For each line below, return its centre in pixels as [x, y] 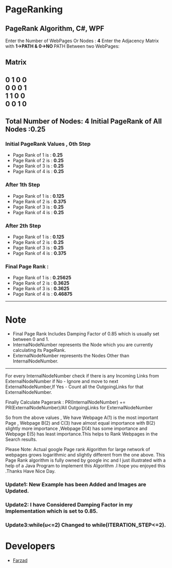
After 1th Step [23, 185]
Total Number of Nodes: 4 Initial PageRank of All [84, 121]
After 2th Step [23, 225]
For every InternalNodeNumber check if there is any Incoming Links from [82, 376]
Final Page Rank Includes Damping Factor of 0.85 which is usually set [86, 334]
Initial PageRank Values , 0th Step [48, 144]
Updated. [17, 491]
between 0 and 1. [31, 339]
